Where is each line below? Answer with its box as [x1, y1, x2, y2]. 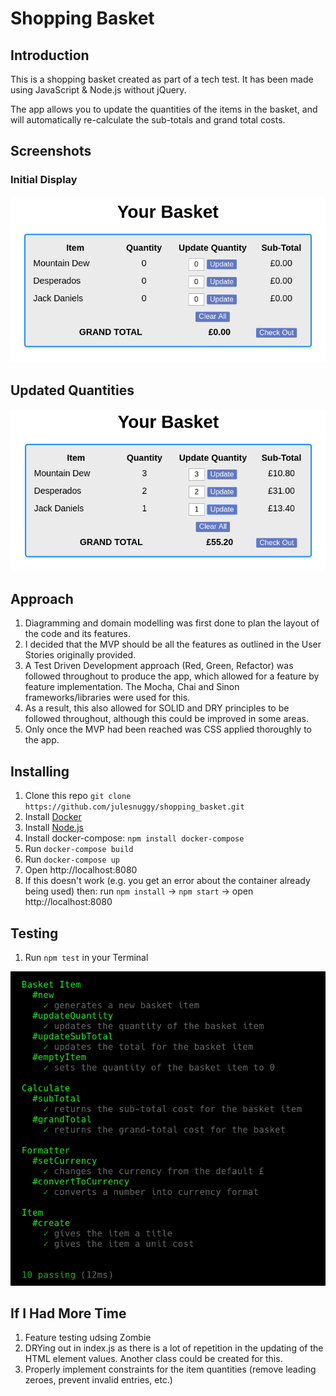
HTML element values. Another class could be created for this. [24, 1353, 283, 1365]
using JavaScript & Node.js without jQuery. [10, 84, 187, 96]
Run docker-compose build [24, 843, 134, 855]
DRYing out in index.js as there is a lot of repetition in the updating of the [24, 1342, 324, 1354]
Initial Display [10, 173, 78, 187]
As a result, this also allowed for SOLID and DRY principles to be [24, 702, 290, 714]
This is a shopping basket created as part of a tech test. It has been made [10, 73, 314, 85]
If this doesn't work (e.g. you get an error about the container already [24, 875, 311, 887]
